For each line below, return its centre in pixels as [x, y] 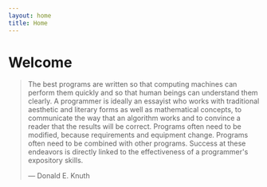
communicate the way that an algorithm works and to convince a [134, 118]
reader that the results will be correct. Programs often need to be [134, 127]
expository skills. [55, 161]
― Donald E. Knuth [59, 176]
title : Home [28, 23]
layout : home [30, 16]
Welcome [40, 62]
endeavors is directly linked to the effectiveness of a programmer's [138, 152]
